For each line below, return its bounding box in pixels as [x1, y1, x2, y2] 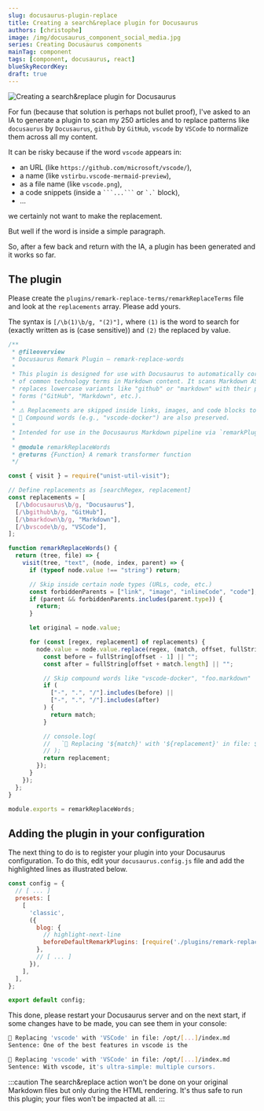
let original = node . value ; [28, 624, 122, 632]
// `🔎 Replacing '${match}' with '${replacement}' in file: [42, 740, 251, 747]
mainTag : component [8, 48, 72, 56]
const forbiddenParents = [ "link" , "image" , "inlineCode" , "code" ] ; [28, 588, 258, 596]
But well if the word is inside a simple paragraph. [8, 226, 166, 236]
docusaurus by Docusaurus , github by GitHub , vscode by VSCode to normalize [8, 124, 249, 133]
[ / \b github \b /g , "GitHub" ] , [15, 508, 108, 516]
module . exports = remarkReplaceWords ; [8, 805, 135, 813]
